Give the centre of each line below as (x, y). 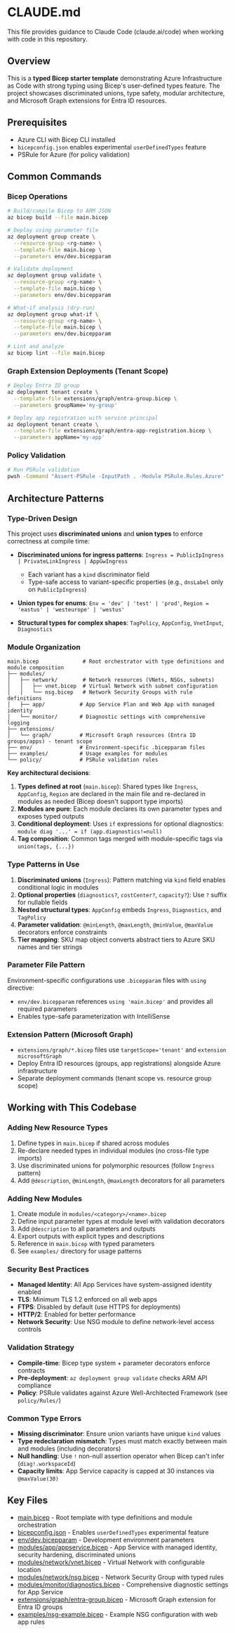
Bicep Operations (38, 196)
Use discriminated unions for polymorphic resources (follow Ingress (116, 1165)
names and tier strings (50, 947)
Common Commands (54, 176)
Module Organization (44, 647)
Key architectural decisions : (49, 773)
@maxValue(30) (38, 1479)
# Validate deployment (40, 269)
